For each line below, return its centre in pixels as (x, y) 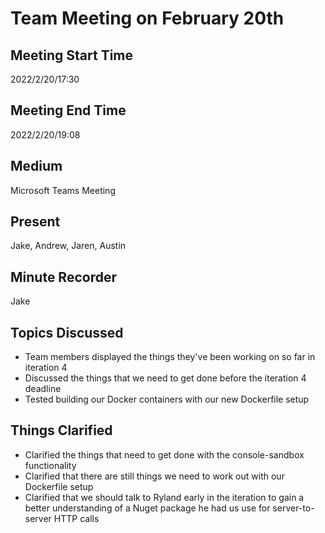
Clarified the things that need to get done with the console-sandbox (164, 454)
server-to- (293, 508)
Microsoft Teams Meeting (63, 190)
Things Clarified (61, 430)
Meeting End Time (68, 110)
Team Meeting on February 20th (147, 18)
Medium (36, 166)
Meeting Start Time (72, 55)
